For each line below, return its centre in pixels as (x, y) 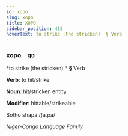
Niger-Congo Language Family (44, 126)
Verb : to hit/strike (28, 80)
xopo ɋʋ (20, 55)
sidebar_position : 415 (35, 29)
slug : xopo (20, 17)
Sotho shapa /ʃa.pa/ (31, 115)
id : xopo (17, 12)
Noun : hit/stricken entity (36, 91)
